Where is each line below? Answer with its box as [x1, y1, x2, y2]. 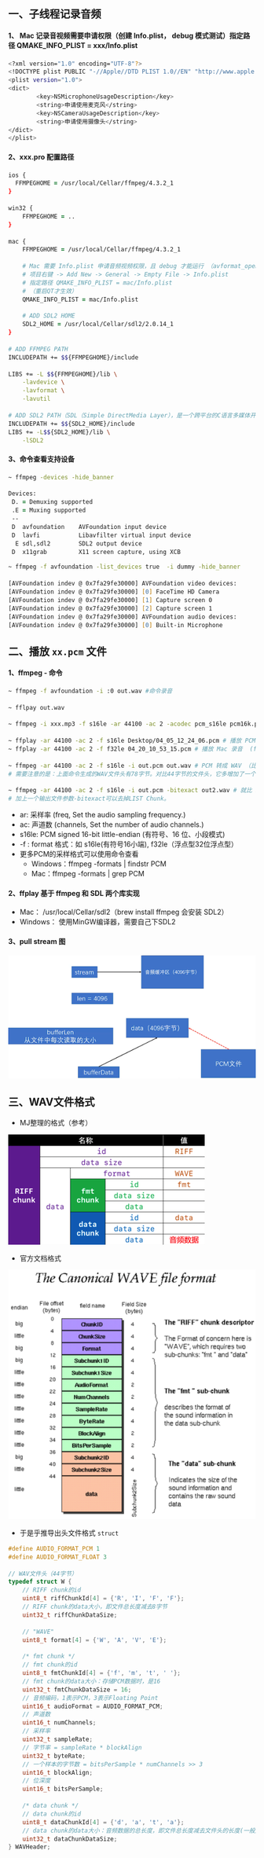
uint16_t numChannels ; [22, 1719, 97, 1727]
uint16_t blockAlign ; [22, 1768, 93, 1776]
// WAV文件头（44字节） [8, 1570, 78, 1577]
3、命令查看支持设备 [8, 454, 75, 464]
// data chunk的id [22, 1810, 81, 1818]
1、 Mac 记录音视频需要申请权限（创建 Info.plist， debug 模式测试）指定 [8, 31, 244, 40]
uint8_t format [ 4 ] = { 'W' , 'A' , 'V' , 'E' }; [22, 1636, 167, 1644]
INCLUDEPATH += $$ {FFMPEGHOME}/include [8, 353, 139, 362]
